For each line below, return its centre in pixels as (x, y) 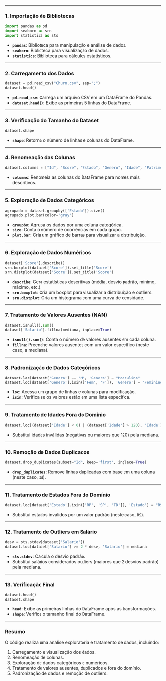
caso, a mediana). (30, 350)
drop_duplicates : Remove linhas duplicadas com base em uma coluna (83, 472)
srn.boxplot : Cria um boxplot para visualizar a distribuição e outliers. (83, 292)
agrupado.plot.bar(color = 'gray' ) (40, 215)
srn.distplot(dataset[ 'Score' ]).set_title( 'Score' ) (59, 272)
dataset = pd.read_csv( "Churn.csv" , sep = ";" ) (53, 83)
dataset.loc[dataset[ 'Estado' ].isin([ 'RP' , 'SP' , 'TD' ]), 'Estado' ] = (79, 505)
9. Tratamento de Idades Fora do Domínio (56, 415)
